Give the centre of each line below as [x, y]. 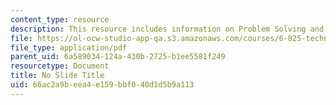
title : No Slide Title [57, 76]
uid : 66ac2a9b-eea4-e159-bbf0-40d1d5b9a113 [102, 85]
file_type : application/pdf [69, 47]
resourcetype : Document [60, 66]
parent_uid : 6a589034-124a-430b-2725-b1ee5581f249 [118, 57]
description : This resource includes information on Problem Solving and [167, 29]
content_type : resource [60, 19]
